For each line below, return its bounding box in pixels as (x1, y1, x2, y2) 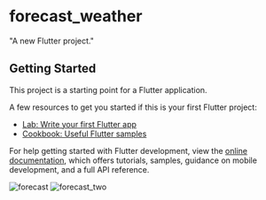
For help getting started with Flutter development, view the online (9, 145, 248, 156)
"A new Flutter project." (9, 35, 95, 46)
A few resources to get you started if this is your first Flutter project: (9, 102, 257, 112)
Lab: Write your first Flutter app (21, 119, 137, 129)
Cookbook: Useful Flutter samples (21, 128, 147, 139)
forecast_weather (9, 6, 143, 27)
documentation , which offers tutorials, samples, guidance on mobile (9, 155, 257, 165)
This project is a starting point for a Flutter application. (9, 84, 207, 95)
